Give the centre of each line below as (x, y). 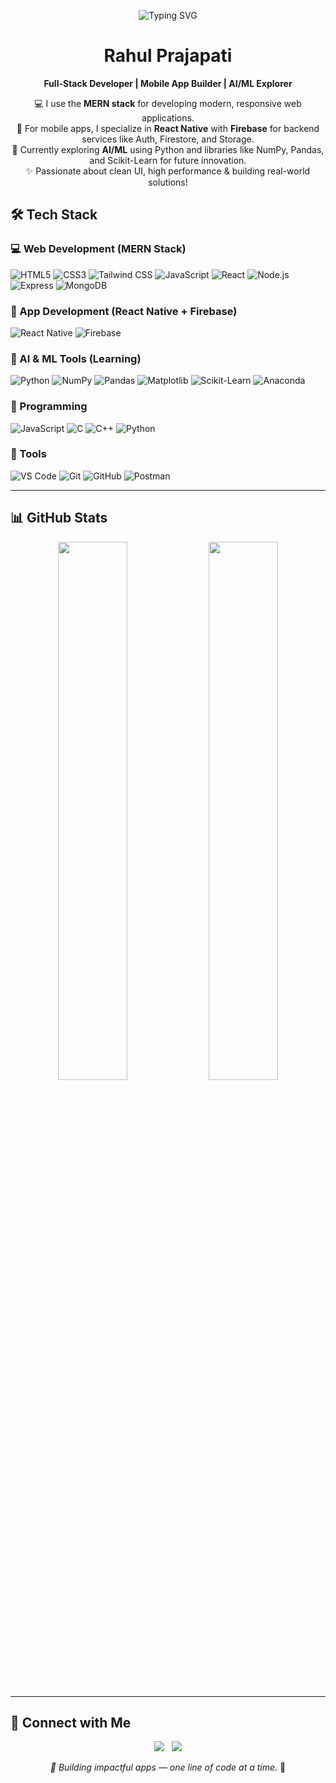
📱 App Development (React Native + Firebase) (124, 311)
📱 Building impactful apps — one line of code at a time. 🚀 (168, 1767)
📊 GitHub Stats (59, 518)
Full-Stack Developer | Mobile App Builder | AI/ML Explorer (168, 83)
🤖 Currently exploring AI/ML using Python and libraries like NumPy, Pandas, (168, 149)
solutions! (168, 182)
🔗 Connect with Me (71, 1723)
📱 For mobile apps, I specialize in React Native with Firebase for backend (168, 128)
